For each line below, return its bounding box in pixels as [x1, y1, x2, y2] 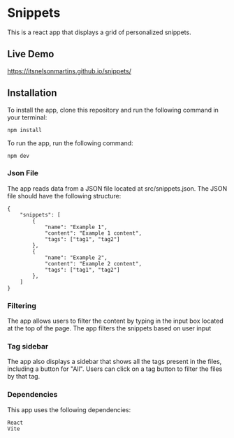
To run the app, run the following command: [7, 138, 134, 147]
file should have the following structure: [7, 191, 122, 200]
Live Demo [7, 48, 54, 60]
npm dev [7, 152, 30, 159]
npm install [7, 126, 42, 133]
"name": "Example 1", [44, 224, 108, 231]
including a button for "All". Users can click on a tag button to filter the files [7, 365, 223, 373]
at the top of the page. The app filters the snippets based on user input [7, 324, 212, 333]
